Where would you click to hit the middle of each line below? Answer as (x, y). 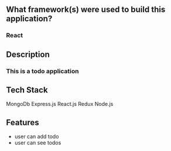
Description (28, 54)
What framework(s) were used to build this (86, 10)
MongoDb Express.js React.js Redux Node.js (60, 104)
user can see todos (38, 143)
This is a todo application (42, 71)
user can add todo (37, 136)
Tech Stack (27, 90)
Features (23, 122)
